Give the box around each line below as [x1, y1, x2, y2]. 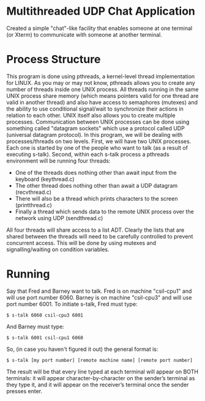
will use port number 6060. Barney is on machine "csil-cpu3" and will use [6, 293, 192, 301]
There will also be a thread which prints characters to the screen [15, 194, 178, 202]
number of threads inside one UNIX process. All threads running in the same [6, 86, 199, 93]
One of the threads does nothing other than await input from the [15, 169, 177, 176]
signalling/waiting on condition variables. [6, 246, 110, 253]
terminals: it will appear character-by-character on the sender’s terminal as [6, 374, 195, 381]
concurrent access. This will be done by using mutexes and [6, 239, 157, 246]
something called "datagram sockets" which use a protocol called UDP [6, 124, 185, 132]
